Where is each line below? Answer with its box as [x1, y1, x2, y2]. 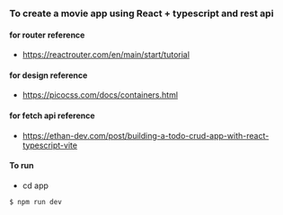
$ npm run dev [9, 197, 63, 206]
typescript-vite [22, 140, 78, 150]
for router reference [9, 30, 85, 40]
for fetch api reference [9, 110, 96, 121]
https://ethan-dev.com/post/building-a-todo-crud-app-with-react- [22, 130, 270, 141]
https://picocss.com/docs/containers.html [22, 90, 178, 100]
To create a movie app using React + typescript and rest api [9, 7, 274, 20]
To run [9, 160, 34, 171]
